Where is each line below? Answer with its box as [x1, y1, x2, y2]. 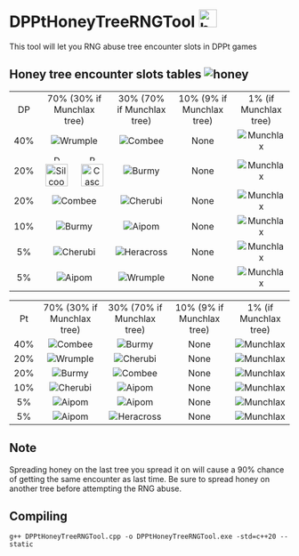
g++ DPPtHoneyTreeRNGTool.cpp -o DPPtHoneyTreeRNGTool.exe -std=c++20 [9, 532, 277, 542]
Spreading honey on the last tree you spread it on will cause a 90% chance [9, 463, 285, 475]
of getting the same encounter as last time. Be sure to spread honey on [9, 473, 270, 484]
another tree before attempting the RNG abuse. [9, 483, 182, 494]
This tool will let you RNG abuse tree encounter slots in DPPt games [9, 41, 257, 52]
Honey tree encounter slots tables [9, 67, 202, 82]
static [9, 540, 34, 549]
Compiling [9, 508, 69, 524]
